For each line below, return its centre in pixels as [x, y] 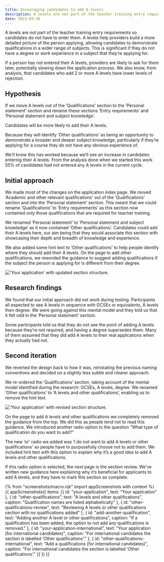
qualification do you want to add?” [40, 432]
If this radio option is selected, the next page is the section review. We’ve [78, 467]
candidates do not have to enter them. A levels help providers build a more [80, 38]
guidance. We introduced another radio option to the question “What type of [82, 427]
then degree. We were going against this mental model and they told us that [81, 310]
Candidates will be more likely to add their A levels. [56, 126]
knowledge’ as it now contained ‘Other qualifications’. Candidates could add [81, 227]
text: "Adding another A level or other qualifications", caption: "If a [71, 518]
